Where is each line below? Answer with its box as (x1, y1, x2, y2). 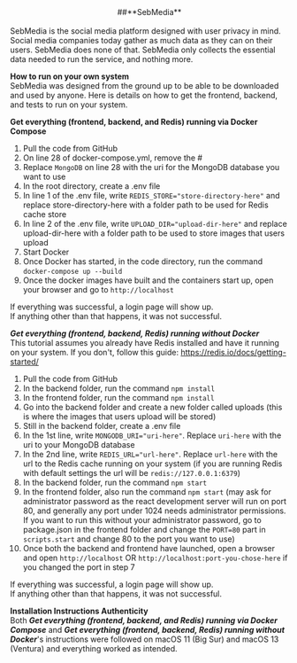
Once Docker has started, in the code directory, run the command (22, 256, 263, 267)
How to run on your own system (10, 71, 130, 82)
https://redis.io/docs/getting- (180, 347, 286, 357)
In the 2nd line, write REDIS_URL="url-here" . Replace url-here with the (22, 449, 278, 459)
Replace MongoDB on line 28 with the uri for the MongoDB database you (22, 162, 280, 172)
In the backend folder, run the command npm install (22, 383, 216, 394)
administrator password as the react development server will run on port (22, 496, 286, 506)
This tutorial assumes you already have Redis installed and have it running (10, 338, 279, 347)
